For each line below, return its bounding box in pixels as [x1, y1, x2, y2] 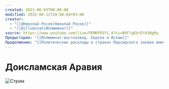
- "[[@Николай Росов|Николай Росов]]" [10, 21, 92, 26]
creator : [5, 16, 24, 21]
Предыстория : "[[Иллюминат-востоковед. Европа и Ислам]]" [5, 35, 129, 40]
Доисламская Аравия [5, 61, 102, 72]
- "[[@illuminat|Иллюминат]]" [10, 26, 73, 31]
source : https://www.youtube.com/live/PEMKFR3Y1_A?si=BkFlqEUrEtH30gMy [5, 30, 158, 35]
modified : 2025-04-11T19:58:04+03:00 [5, 12, 84, 17]
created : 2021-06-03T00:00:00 [5, 7, 69, 12]
